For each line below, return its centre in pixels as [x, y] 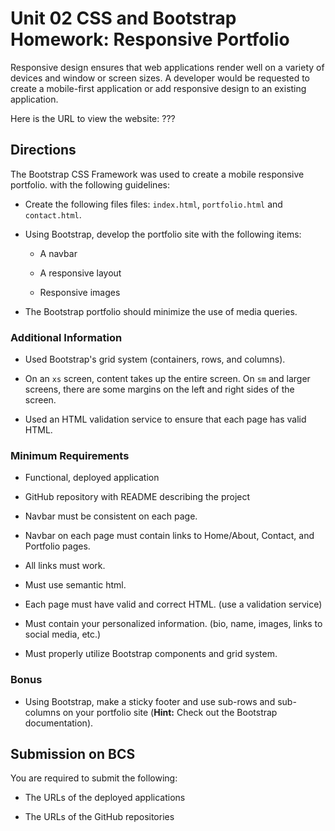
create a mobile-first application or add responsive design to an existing [158, 88]
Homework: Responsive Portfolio [150, 39]
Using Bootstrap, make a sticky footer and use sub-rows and [150, 701]
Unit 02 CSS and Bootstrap [123, 18]
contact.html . [53, 214]
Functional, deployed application [92, 478]
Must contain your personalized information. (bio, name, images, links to [173, 624]
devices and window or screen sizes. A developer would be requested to [160, 78]
